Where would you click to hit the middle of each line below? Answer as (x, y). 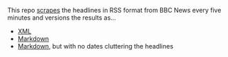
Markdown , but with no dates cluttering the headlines (95, 46)
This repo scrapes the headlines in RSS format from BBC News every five (114, 10)
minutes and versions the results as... (62, 18)
